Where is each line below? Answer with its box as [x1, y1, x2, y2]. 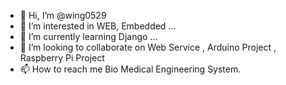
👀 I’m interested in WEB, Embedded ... [19, 20, 177, 32]
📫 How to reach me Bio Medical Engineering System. [19, 63, 242, 75]
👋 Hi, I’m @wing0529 [19, 10, 107, 21]
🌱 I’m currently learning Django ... [19, 31, 158, 42]
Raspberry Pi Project [19, 52, 105, 64]
